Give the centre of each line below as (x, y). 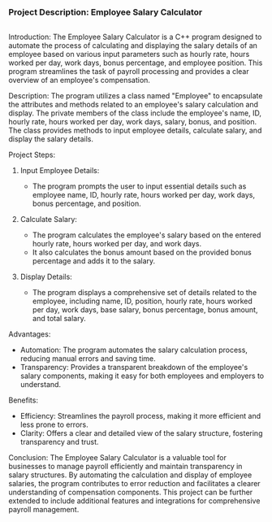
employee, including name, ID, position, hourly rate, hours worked (142, 301)
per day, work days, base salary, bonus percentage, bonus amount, (145, 310)
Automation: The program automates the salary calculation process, (134, 350)
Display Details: (46, 277)
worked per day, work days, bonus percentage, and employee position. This (136, 63)
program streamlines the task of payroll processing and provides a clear (129, 72)
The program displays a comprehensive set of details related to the (145, 293)
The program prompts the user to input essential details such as (139, 186)
